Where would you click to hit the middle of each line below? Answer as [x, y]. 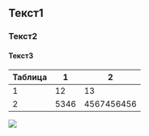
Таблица [30, 77]
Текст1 [26, 13]
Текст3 [21, 55]
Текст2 [23, 36]
